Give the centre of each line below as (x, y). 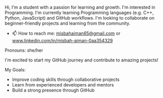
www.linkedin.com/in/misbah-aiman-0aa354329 (62, 40)
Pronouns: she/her (24, 50)
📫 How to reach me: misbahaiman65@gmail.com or (66, 33)
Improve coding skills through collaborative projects (66, 79)
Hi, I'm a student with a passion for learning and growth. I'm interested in (80, 7)
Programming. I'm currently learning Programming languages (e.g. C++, (79, 13)
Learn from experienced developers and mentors (63, 85)
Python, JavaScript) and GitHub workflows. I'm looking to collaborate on (79, 18)
